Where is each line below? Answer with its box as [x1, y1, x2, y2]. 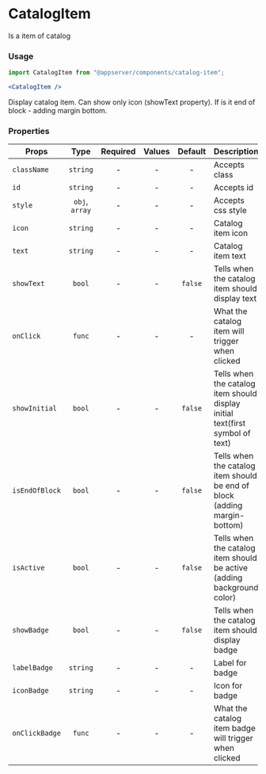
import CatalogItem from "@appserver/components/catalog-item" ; [8, 69, 225, 77]
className [12, 166, 49, 174]
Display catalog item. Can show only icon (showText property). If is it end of [8, 97, 256, 107]
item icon [213, 227, 248, 238]
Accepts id [213, 182, 254, 193]
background [213, 582, 259, 593]
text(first [213, 418, 246, 429]
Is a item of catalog [8, 31, 71, 40]
